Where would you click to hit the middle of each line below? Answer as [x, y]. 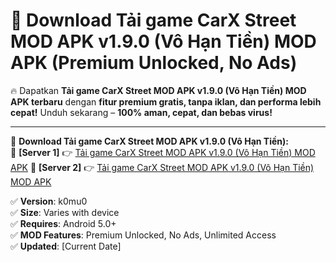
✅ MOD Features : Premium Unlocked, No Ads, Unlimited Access [143, 235]
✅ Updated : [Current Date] [66, 246]
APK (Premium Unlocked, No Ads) [154, 63]
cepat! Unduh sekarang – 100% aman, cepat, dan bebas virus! [141, 112]
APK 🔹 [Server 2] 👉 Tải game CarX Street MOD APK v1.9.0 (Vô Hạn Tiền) [162, 167]
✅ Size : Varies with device [65, 212]
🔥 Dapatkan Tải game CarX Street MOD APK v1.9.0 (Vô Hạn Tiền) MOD [158, 90]
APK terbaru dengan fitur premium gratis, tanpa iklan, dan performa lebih [166, 101]
